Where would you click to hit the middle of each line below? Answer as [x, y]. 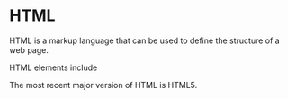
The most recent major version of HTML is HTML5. [103, 85]
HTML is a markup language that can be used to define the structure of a [145, 40]
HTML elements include [54, 67]
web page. [29, 49]
